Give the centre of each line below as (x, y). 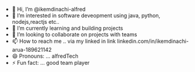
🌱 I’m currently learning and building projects (67, 28)
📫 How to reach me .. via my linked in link (64, 41)
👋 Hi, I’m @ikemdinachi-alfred (49, 9)
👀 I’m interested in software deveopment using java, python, (86, 15)
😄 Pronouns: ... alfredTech (45, 56)
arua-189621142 (32, 50)
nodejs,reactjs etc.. (36, 22)
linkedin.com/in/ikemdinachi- (153, 41)
